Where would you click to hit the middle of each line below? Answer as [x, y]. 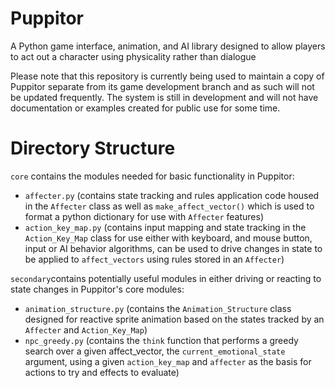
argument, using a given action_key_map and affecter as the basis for [168, 361]
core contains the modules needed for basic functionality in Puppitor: [152, 176]
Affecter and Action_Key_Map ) [86, 329]
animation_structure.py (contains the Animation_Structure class [158, 308]
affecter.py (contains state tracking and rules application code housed [172, 195]
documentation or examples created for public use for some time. [145, 108]
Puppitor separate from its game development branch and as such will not [162, 86]
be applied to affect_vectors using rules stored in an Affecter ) [154, 259]
